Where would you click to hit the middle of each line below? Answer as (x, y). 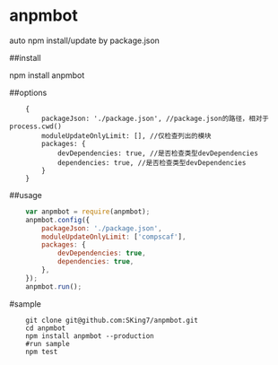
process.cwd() (36, 126)
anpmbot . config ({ (58, 220)
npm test (42, 352)
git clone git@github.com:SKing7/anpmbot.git (112, 320)
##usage (26, 195)
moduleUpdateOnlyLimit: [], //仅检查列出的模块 (127, 135)
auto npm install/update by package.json (84, 40)
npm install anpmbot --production (90, 336)
